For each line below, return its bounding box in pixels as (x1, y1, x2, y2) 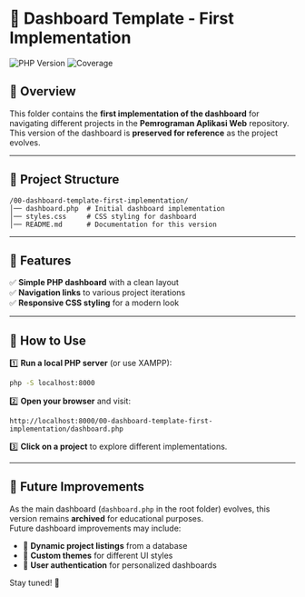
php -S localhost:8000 (9, 379, 95, 388)
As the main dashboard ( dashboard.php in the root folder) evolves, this (9, 503, 271, 514)
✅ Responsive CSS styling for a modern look (9, 297, 180, 308)
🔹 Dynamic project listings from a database (22, 540, 188, 551)
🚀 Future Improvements (9, 479, 145, 494)
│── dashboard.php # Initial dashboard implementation (9, 204, 225, 213)
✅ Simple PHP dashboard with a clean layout (9, 277, 180, 288)
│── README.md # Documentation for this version (9, 220, 218, 229)
